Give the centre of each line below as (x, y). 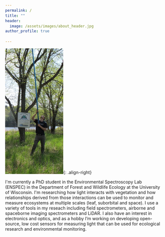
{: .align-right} (78, 172)
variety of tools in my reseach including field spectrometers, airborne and (80, 208)
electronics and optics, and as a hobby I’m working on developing (72, 219)
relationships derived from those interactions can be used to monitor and (79, 198)
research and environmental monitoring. (46, 229)
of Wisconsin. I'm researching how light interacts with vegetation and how (81, 192)
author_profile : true (27, 31)
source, (13, 224)
